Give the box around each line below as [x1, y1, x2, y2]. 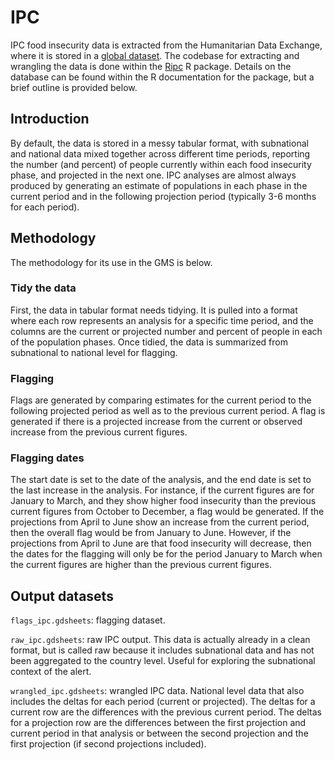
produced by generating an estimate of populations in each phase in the [10, 179, 308, 191]
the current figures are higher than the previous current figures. [10, 559, 273, 571]
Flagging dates [10, 451, 85, 465]
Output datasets [10, 587, 114, 605]
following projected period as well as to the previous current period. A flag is [10, 405, 326, 417]
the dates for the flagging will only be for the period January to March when [10, 548, 323, 560]
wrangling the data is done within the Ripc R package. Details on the [10, 60, 292, 72]
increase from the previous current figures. [10, 426, 188, 438]
